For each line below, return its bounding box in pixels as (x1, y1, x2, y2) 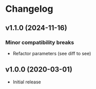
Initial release (12, 79, 41, 85)
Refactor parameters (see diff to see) (12, 50, 91, 56)
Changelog (5, 3, 53, 15)
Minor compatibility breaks (5, 39, 74, 46)
